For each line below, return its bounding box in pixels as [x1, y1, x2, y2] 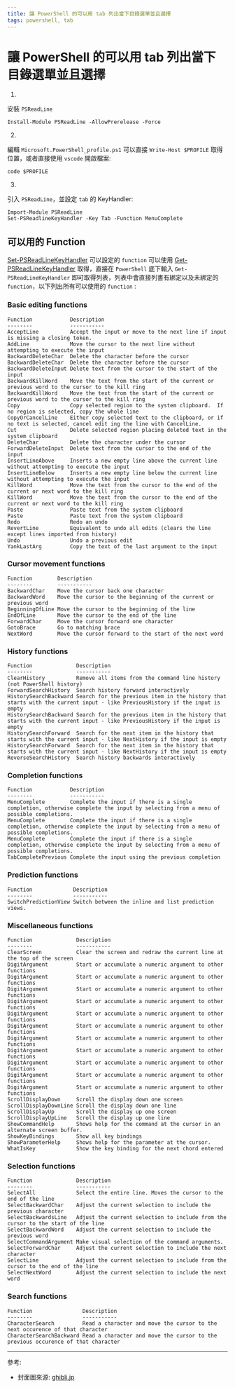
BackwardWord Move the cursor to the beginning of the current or [7, 593, 215, 600]
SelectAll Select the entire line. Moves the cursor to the [7, 1190, 224, 1197]
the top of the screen [7, 955, 73, 962]
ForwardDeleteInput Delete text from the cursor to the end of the [7, 444, 211, 452]
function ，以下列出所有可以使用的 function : [7, 282, 136, 291]
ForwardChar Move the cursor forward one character [7, 618, 173, 625]
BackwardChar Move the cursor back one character [7, 587, 164, 594]
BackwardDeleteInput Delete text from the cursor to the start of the [7, 365, 218, 372]
